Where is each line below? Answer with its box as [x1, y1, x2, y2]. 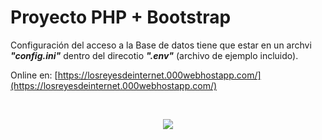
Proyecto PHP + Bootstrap [10, 6, 232, 29]
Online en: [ [10, 69, 58, 81]
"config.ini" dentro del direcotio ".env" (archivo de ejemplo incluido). [10, 49, 299, 61]
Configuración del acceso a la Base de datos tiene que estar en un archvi [10, 39, 312, 51]
